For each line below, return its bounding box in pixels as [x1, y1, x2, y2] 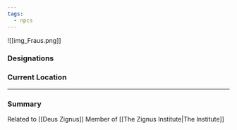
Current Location [7, 72, 67, 82]
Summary [7, 99, 42, 109]
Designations [7, 53, 54, 63]
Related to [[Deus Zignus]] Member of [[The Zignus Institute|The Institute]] [7, 115, 224, 124]
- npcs [13, 17, 33, 24]
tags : [7, 10, 23, 18]
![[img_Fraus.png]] [7, 36, 61, 44]
